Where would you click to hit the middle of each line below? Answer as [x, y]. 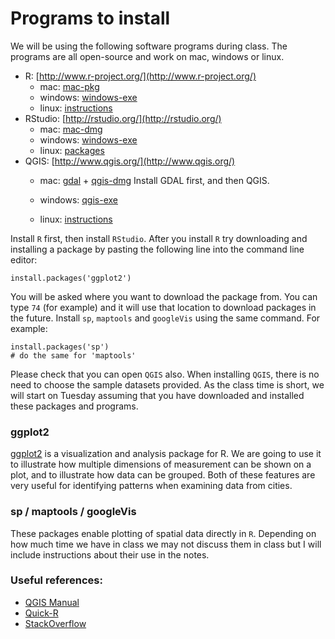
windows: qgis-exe [78, 199]
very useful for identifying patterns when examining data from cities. [151, 486]
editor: [24, 259]
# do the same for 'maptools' [73, 355]
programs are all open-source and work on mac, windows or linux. [147, 56]
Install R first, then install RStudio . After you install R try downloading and [159, 238]
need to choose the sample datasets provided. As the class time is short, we [167, 384]
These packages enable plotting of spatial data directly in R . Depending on [163, 533]
